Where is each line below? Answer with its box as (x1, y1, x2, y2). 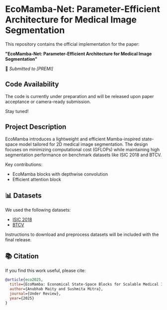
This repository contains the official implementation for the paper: (5, 41, 140, 47)
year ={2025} (9, 296, 35, 301)
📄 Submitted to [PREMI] (5, 66, 54, 72)
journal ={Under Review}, (9, 291, 61, 296)
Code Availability (5, 80, 59, 89)
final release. (5, 237, 32, 243)
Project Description (5, 123, 67, 131)
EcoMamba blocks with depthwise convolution (12, 171, 108, 177)
